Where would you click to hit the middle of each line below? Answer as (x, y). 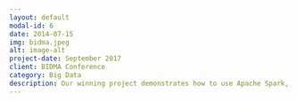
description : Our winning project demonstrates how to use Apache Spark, (149, 83)
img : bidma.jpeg (39, 42)
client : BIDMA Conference (57, 67)
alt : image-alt (37, 51)
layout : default (39, 17)
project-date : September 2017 (66, 59)
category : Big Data (45, 75)
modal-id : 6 (31, 26)
